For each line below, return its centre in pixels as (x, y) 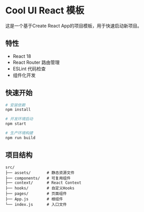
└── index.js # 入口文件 (36, 204)
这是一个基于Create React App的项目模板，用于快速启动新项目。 (74, 26)
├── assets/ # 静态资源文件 (40, 172)
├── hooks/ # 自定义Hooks (40, 188)
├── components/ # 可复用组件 (38, 178)
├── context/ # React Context (43, 183)
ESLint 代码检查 (29, 69)
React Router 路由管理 (36, 62)
